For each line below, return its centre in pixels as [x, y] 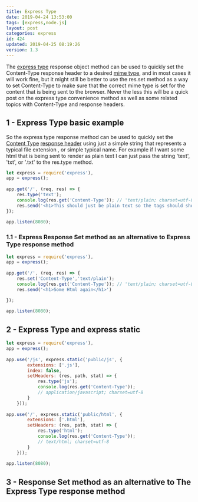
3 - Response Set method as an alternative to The [99, 482]
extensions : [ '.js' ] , [54, 365]
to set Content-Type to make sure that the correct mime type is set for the [96, 85]
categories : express [32, 34]
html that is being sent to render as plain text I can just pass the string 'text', [98, 156]
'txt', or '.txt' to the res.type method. [50, 162]
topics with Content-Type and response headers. [65, 104]
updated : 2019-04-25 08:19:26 [43, 45]
